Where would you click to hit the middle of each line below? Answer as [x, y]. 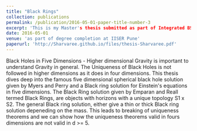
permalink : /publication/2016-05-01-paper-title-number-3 [78, 22]
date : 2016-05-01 [27, 33]
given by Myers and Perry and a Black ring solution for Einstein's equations [97, 85]
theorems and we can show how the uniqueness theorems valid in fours [93, 116]
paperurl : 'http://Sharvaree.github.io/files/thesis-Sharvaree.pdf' [91, 44]
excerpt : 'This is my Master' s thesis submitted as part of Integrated [95, 28]
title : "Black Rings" [33, 11]
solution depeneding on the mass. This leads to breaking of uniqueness [92, 110]
